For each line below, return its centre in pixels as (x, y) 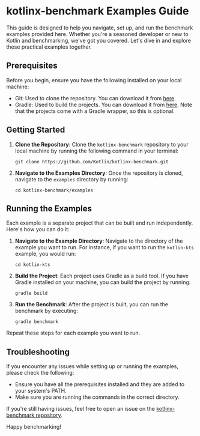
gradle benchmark (37, 322)
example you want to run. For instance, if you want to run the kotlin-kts (104, 247)
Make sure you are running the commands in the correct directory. (97, 397)
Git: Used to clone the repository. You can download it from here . (95, 98)
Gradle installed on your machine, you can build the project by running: (103, 282)
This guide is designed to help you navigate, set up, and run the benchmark (100, 28)
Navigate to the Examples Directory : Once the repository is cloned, (99, 173)
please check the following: (40, 373)
